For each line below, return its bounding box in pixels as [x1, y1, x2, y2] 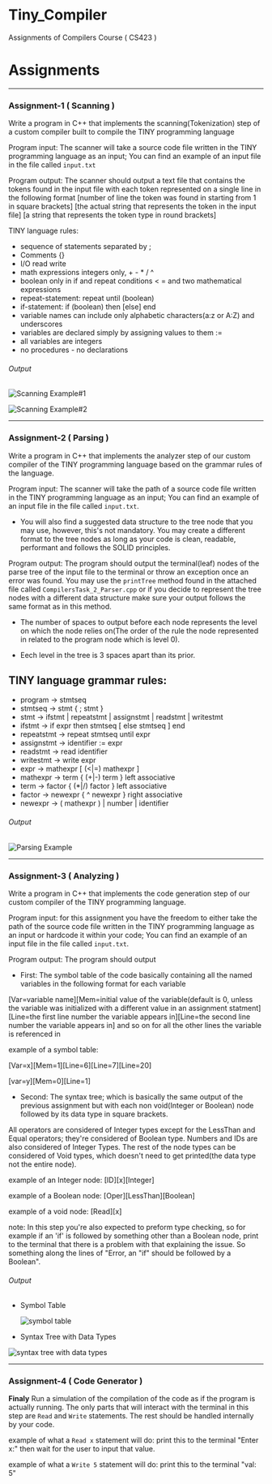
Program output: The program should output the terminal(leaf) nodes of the [8, 558, 260, 568]
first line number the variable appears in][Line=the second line [42, 1012, 251, 1022]
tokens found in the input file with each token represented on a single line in [8, 184, 261, 194]
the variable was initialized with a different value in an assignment [8, 1003, 228, 1013]
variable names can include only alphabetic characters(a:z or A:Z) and [19, 311, 255, 320]
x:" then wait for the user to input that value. [8, 1444, 155, 1454]
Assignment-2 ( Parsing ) [8, 432, 109, 444]
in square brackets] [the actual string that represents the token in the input [8, 201, 257, 212]
